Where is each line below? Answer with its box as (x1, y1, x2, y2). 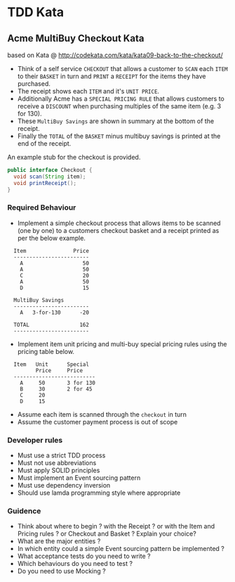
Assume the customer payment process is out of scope (17, 417, 178, 426)
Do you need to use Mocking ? (17, 567, 107, 576)
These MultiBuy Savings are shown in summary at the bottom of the (17, 117, 215, 125)
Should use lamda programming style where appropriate (17, 488, 181, 497)
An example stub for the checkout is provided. (7, 153, 141, 161)
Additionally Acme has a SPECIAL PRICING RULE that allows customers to (17, 94, 224, 103)
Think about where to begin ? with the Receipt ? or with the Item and (17, 522, 215, 531)
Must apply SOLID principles (17, 466, 100, 475)
